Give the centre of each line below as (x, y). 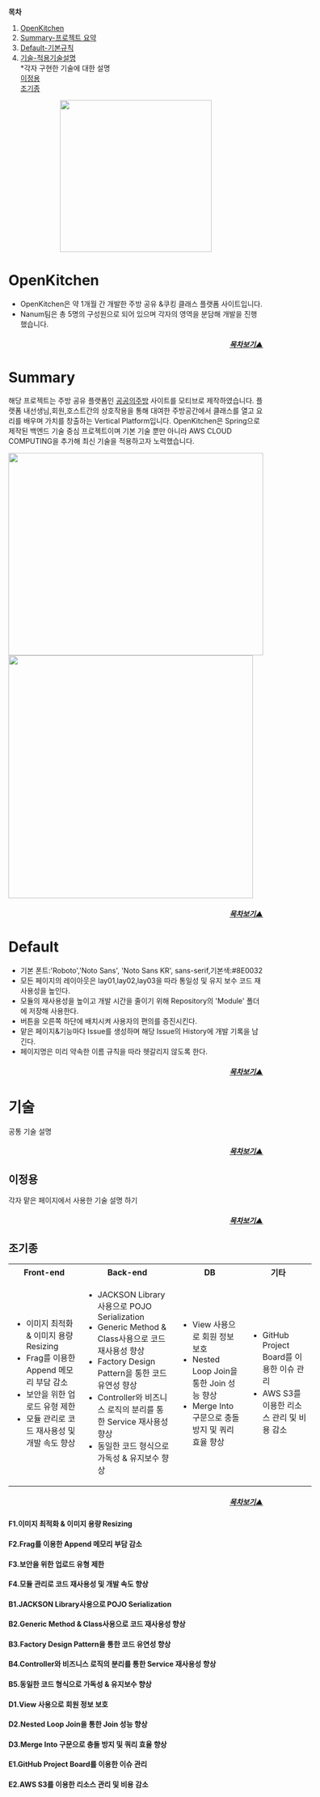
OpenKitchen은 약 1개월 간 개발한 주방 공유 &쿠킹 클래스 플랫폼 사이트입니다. (141, 304)
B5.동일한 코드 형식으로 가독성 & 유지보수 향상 (80, 1684)
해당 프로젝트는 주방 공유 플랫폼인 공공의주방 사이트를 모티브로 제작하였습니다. (131, 401)
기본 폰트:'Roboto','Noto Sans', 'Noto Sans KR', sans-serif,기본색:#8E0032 (141, 971)
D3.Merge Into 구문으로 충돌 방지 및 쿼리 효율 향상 (88, 1744)
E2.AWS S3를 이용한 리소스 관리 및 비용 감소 (78, 1785)
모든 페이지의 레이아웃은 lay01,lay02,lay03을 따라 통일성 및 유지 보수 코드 (136, 981)
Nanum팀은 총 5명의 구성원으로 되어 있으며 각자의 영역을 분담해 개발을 (131, 313)
